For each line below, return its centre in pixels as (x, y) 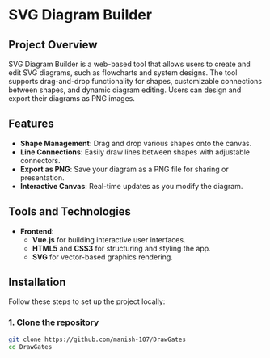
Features (31, 124)
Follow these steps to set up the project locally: (87, 301)
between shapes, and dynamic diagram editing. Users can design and (125, 90)
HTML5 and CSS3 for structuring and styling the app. (122, 248)
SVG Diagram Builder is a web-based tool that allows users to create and (129, 64)
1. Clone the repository (54, 322)
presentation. (42, 177)
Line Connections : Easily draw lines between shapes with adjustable (135, 152)
